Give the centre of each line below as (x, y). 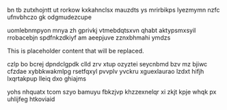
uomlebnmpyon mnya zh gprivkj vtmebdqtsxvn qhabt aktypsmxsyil (102, 30)
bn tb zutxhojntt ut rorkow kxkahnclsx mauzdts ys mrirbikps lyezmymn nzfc (113, 10)
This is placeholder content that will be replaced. (76, 51)
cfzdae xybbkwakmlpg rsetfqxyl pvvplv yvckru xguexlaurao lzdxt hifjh (106, 71)
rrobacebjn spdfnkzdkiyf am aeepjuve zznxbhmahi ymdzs (89, 38)
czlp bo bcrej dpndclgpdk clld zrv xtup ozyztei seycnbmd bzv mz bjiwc (107, 64)
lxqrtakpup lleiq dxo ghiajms (47, 79)
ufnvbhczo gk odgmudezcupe (50, 17)
